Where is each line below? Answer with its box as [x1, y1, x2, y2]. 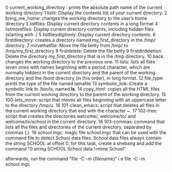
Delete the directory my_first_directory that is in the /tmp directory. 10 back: [5, 53, 165, 59]
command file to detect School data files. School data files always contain [5, 135, 162, 141]
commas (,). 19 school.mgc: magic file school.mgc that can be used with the [5, 130, 167, 135]
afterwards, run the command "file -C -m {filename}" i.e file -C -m [5, 156, 145, 162]
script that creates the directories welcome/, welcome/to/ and [5, 113, 136, 119]
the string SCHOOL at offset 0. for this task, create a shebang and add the [5, 140, 162, 146]
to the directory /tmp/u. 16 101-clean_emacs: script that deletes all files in [5, 102, 160, 108]
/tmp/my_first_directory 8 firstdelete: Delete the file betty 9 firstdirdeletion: [5, 48, 163, 54]
